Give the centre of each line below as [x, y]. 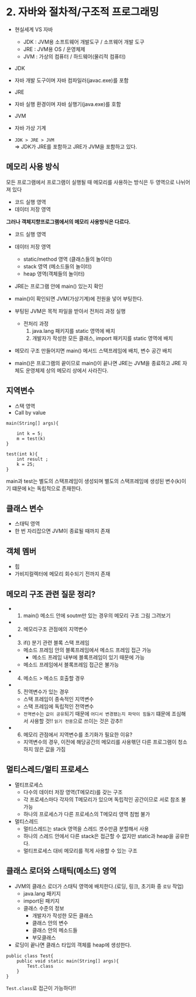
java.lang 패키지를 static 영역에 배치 [73, 331]
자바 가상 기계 [30, 128]
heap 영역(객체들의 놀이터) [54, 274]
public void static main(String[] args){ [68, 961]
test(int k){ [22, 454]
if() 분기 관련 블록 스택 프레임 [56, 643]
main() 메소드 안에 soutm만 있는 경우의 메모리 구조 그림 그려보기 [97, 615]
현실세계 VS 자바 [34, 29]
